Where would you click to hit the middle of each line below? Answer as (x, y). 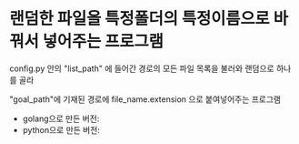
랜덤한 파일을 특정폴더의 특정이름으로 (140, 19)
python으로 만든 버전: (61, 129)
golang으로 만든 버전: (61, 118)
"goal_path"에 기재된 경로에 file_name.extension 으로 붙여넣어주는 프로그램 (145, 99)
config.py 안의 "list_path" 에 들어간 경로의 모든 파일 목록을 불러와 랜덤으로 (142, 68)
